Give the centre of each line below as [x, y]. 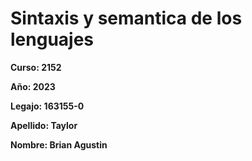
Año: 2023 [33, 86]
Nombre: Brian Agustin [59, 144]
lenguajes [52, 39]
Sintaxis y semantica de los [126, 18]
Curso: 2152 [36, 67]
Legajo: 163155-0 [47, 106]
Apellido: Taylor [44, 125]
